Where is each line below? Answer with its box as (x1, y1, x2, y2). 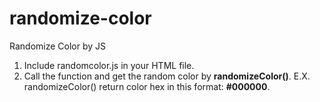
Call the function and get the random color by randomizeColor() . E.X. (23, 70, 311, 82)
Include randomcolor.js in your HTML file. (23, 59, 195, 71)
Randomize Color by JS (9, 40, 107, 52)
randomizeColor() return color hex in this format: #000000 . (23, 80, 271, 92)
